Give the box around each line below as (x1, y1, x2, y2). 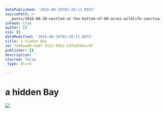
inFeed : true (5, 20, 32, 26)
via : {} (5, 30, 21, 35)
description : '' (5, 52, 38, 57)
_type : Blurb (5, 61, 32, 66)
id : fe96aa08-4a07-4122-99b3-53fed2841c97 (5, 43, 93, 48)
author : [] (5, 25, 27, 30)
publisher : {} (5, 48, 34, 53)
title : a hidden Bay (5, 39, 48, 44)
